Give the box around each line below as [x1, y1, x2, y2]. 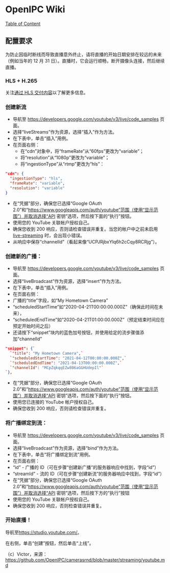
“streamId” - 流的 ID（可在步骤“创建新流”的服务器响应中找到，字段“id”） [12, 470, 165, 477]
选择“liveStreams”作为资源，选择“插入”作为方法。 [12, 129, 117, 135]
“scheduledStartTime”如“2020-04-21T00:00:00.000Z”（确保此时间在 [12, 304, 159, 310]
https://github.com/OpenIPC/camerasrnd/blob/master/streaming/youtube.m [5, 557, 165, 563]
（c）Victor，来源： [5, 551, 47, 557]
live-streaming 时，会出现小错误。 [12, 232, 85, 238]
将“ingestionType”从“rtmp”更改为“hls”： [20, 161, 105, 167]
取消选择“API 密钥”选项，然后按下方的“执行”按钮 [28, 489, 130, 496]
